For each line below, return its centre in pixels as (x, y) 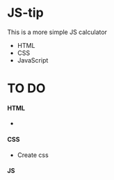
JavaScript (33, 60)
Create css (33, 155)
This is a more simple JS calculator (57, 32)
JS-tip (25, 13)
